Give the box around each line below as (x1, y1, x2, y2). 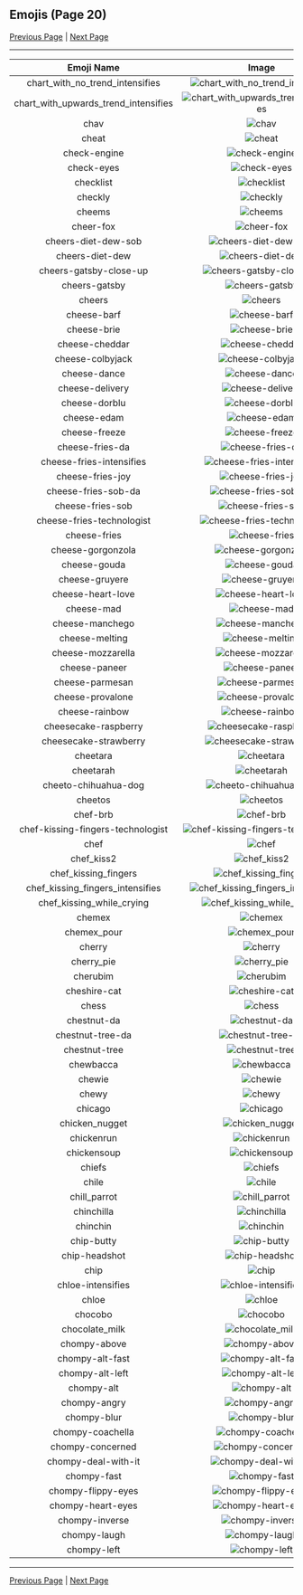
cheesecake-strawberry (41, 735, 146, 747)
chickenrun (69, 1131, 117, 1144)
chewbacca (69, 1058, 119, 1070)
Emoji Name (67, 61, 120, 73)
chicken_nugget (60, 1116, 128, 1129)
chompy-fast (65, 1469, 122, 1482)
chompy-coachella (52, 1425, 134, 1438)
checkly (76, 190, 111, 203)
